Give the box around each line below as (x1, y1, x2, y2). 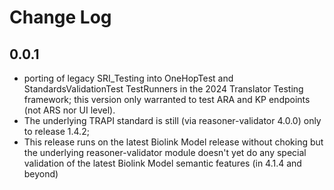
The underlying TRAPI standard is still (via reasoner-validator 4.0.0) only (23, 115, 322, 126)
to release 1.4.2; (23, 126, 90, 137)
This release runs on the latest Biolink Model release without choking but (23, 136, 324, 148)
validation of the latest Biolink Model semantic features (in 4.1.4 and (23, 157, 302, 169)
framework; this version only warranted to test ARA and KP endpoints (23, 94, 311, 105)
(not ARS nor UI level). (23, 104, 116, 116)
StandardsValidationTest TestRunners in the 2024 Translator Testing (23, 83, 304, 95)
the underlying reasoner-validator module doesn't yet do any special (23, 147, 307, 158)
